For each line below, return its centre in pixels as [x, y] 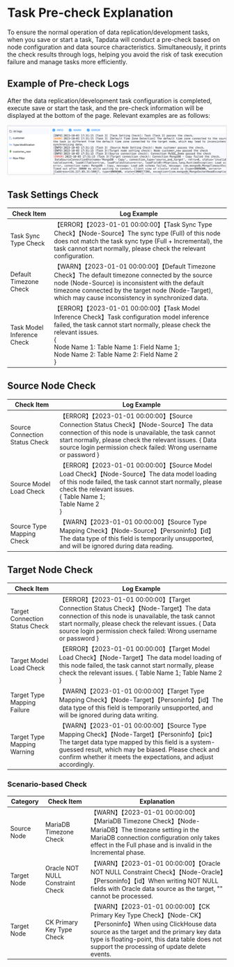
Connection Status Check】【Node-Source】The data [136, 424]
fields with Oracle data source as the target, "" [156, 888]
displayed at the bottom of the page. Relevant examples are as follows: [109, 115]
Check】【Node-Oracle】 [189, 872]
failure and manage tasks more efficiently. [67, 61]
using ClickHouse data [185, 924]
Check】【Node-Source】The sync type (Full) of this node [137, 233]
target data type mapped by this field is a [131, 742]
